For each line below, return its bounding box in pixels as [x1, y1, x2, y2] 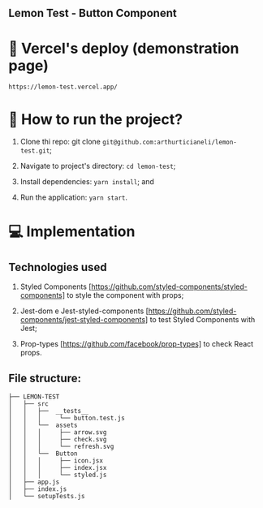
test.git [19, 147, 50, 155]
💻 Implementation [8, 222, 136, 241]
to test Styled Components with [149, 315, 256, 325]
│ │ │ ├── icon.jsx [8, 457, 104, 465]
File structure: [8, 371, 81, 385]
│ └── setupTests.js [8, 493, 85, 501]
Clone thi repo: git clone [19, 137, 101, 147]
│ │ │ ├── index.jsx [8, 464, 107, 472]
